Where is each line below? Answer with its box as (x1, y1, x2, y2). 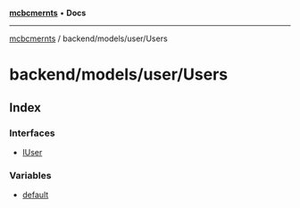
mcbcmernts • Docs (9, 8, 87, 18)
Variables (9, 169, 52, 181)
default (21, 189, 49, 200)
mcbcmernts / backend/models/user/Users (9, 33, 168, 44)
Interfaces (9, 127, 55, 139)
